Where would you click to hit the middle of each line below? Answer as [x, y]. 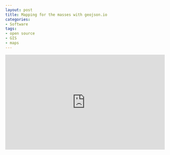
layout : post [19, 10]
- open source [20, 33]
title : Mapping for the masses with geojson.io [56, 15]
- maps [12, 43]
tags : [11, 29]
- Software [17, 24]
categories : [18, 19]
